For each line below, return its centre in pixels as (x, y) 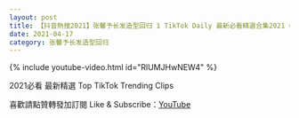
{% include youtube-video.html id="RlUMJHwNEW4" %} (113, 67)
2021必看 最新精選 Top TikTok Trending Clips (92, 86)
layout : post (33, 17)
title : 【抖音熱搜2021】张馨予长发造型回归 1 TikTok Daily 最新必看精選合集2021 (147, 26)
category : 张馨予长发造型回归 (59, 42)
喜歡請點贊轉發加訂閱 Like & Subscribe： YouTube (100, 105)
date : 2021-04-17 (41, 34)
